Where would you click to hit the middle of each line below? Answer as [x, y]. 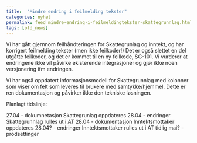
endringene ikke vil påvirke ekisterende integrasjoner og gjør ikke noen [92, 63]
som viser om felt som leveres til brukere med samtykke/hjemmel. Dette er [96, 87]
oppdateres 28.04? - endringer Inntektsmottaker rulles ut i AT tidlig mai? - [95, 128]
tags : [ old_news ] [27, 28]
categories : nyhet [28, 17]
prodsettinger [23, 134]
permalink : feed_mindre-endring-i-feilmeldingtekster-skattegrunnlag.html [99, 22]
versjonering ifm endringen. [40, 69]
